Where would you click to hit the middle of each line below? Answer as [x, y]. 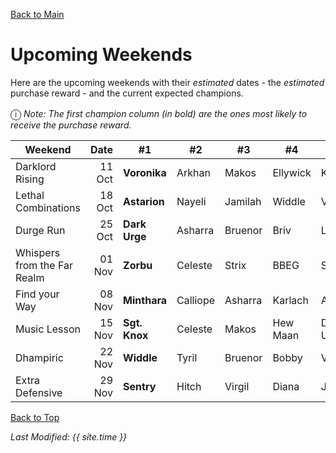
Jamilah [243, 201]
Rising [30, 179]
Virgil [237, 386]
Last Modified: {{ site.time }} [69, 436]
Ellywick [292, 172]
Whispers [38, 252]
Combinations [48, 207]
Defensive [39, 392]
